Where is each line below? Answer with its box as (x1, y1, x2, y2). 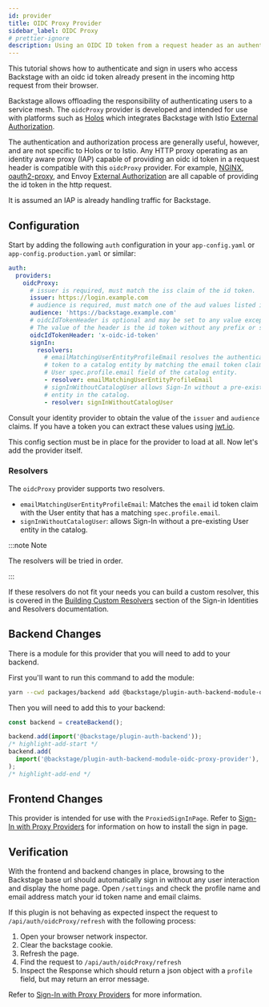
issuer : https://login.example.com (29, 294, 149, 302)
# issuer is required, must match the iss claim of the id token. (29, 286, 256, 294)
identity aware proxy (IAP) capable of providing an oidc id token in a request (8, 154, 260, 164)
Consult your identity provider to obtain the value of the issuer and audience (8, 412, 260, 422)
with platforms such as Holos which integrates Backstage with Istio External (8, 113, 259, 123)
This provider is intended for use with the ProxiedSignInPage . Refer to (8, 814, 237, 823)
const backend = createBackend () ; (8, 718, 124, 726)
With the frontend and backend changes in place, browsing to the (8, 867, 225, 876)
